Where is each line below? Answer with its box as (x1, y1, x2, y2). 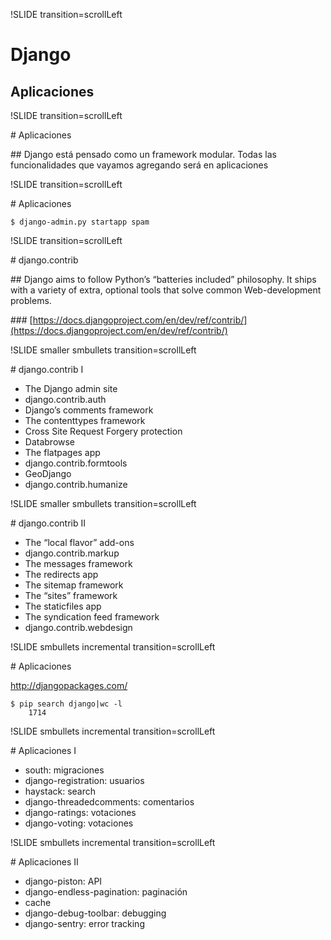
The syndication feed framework (24, 611, 160, 623)
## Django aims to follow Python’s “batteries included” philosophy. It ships (10, 274, 317, 285)
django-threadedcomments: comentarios (24, 796, 195, 808)
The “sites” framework (24, 590, 118, 601)
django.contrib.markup (24, 547, 120, 559)
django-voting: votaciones (24, 817, 134, 829)
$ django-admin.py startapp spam (10, 217, 150, 227)
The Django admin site (24, 383, 118, 394)
